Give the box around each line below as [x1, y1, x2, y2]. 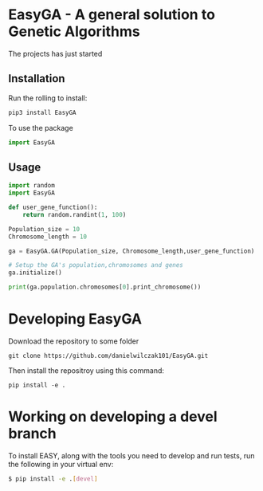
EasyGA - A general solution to [8, 6, 215, 24]
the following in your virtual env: [8, 459, 114, 469]
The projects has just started [8, 49, 103, 58]
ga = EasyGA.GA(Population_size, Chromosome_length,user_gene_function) [8, 247, 255, 255]
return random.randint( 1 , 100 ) [22, 210, 127, 218]
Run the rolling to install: [8, 93, 88, 103]
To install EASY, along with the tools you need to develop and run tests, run [8, 450, 255, 460]
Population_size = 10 [8, 225, 80, 233]
